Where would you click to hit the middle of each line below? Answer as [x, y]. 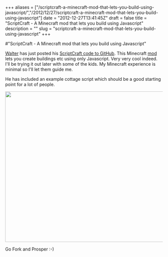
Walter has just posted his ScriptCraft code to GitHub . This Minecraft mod [81, 53]
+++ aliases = [19, 7]
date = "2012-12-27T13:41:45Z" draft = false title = [95, 18]
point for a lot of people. [30, 84]
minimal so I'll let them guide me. [39, 69]
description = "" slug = [29, 29]
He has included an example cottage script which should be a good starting [83, 79]
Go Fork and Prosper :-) [29, 249]
